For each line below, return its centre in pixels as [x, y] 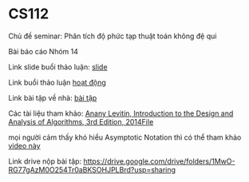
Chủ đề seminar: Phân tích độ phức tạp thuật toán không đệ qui [113, 36]
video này [25, 145]
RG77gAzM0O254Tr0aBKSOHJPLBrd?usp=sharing [92, 169]
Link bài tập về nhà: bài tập [53, 97]
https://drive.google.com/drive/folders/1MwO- [159, 161]
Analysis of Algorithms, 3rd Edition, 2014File [81, 121]
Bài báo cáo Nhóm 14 [43, 51]
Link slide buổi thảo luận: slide [58, 67]
